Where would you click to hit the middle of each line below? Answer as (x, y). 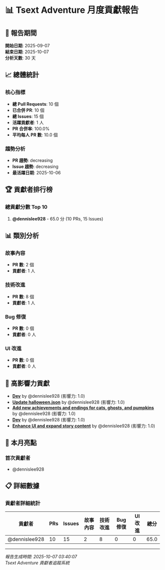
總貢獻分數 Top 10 (26, 207)
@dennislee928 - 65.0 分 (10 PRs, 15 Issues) (58, 219)
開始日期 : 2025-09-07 (27, 46)
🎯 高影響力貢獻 (27, 383)
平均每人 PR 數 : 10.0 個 (35, 135)
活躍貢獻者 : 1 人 (28, 122)
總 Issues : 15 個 (28, 116)
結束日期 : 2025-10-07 (27, 52)
